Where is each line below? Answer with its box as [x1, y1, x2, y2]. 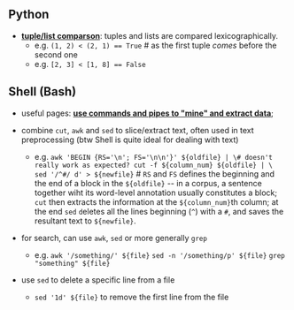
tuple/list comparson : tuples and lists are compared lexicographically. [20, 30, 278, 41]
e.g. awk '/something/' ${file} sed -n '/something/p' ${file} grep [34, 249, 285, 260]
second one [34, 49, 79, 60]
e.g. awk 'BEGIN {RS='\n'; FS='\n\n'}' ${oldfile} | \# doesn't [34, 151, 274, 162]
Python [8, 7, 50, 22]
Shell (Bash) [8, 84, 77, 100]
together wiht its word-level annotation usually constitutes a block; [34, 187, 278, 198]
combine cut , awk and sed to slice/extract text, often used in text [20, 125, 254, 135]
